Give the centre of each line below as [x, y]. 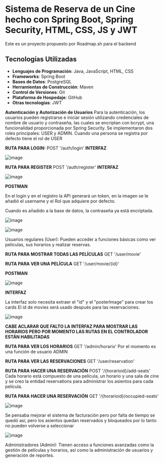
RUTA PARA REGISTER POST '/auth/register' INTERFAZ [62, 167]
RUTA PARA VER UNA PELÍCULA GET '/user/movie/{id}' [62, 264]
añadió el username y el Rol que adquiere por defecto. [61, 201]
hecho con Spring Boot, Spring [69, 19]
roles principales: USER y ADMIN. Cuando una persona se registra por [77, 133]
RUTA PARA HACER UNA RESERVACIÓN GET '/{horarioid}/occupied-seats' [82, 396]
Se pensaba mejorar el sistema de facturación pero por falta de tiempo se [80, 415]
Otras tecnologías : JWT [37, 103]
